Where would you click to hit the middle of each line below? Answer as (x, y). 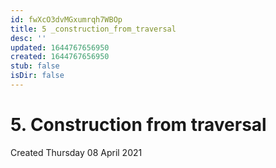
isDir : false (37, 76)
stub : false (35, 66)
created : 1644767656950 (60, 57)
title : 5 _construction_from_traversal (93, 29)
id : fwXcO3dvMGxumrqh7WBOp (66, 19)
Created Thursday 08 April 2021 (76, 152)
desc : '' (28, 38)
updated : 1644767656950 (60, 47)
